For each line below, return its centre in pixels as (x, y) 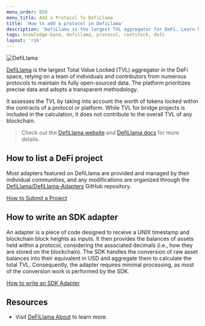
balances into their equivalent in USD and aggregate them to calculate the (99, 258)
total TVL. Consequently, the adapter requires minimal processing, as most (100, 265)
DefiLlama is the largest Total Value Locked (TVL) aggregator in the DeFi (97, 70)
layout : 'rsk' (24, 40)
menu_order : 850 (27, 12)
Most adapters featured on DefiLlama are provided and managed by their (98, 173)
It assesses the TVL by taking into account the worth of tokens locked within (102, 101)
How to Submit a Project (37, 198)
